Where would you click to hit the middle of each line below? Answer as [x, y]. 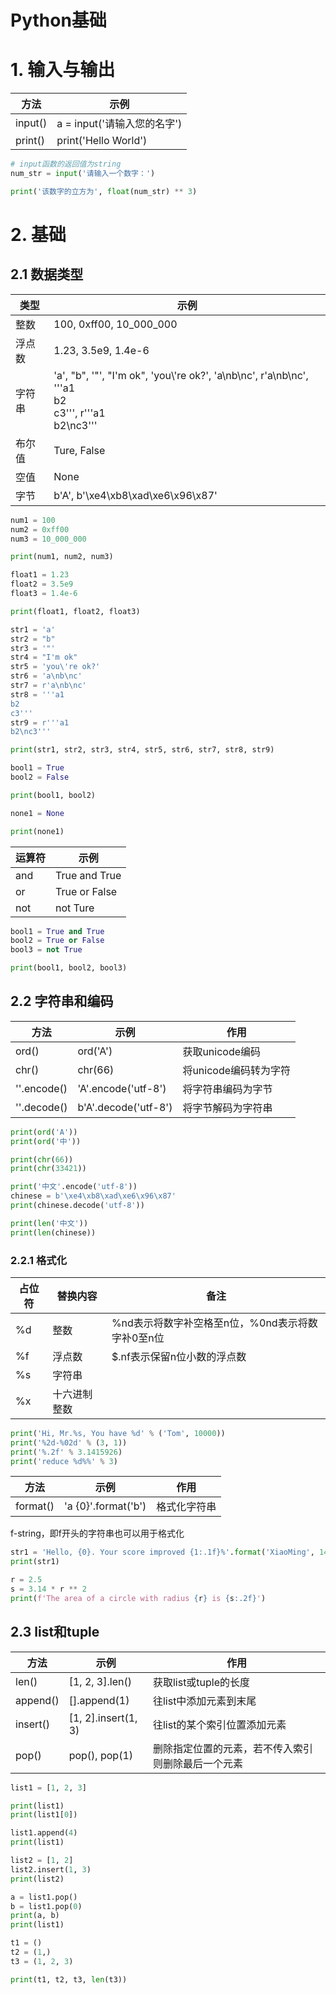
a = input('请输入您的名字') [119, 124]
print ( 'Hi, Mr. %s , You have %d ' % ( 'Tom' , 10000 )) [118, 1433]
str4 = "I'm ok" [44, 657]
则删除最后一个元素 [197, 1763]
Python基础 [58, 20]
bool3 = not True [46, 950]
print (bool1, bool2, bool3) [69, 968]
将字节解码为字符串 [227, 1108]
